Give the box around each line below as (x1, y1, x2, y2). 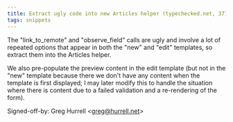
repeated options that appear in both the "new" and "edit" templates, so (7, 43, 213, 51)
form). (7, 93, 26, 101)
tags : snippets (7, 17, 51, 24)
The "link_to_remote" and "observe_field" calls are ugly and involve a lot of (7, 35, 221, 44)
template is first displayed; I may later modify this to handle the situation (7, 78, 213, 87)
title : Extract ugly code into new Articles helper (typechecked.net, (7, 10, 216, 17)
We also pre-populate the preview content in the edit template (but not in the (7, 64, 226, 72)
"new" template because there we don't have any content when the (7, 71, 200, 80)
